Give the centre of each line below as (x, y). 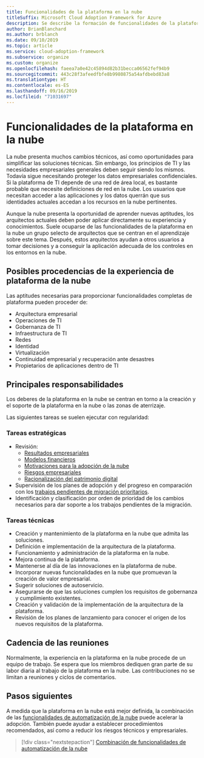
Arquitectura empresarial (46, 314)
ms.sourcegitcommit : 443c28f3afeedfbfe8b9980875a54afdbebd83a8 (88, 74)
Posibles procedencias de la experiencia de (90, 271)
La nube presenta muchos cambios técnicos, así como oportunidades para (100, 156)
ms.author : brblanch (32, 35)
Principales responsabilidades (65, 384)
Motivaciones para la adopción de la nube (76, 466)
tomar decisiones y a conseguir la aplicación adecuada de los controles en (100, 246)
